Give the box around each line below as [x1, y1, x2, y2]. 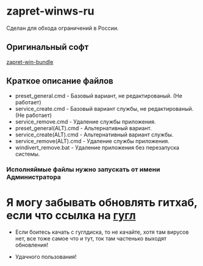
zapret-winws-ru [6, 4, 94, 18]
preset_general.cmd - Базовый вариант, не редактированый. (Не [15, 92, 183, 99]
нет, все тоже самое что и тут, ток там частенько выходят [15, 235, 167, 242]
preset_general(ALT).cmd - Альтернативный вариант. [15, 124, 152, 131]
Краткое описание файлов [6, 76, 114, 86]
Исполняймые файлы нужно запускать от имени [6, 166, 160, 174]
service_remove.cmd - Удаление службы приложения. [15, 117, 157, 125]
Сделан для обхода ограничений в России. [6, 24, 119, 32]
